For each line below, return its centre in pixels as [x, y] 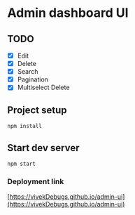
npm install [24, 126]
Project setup [37, 110]
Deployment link [36, 181]
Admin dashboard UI [68, 13]
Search [28, 72]
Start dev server [43, 148]
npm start [22, 164]
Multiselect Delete [43, 87]
